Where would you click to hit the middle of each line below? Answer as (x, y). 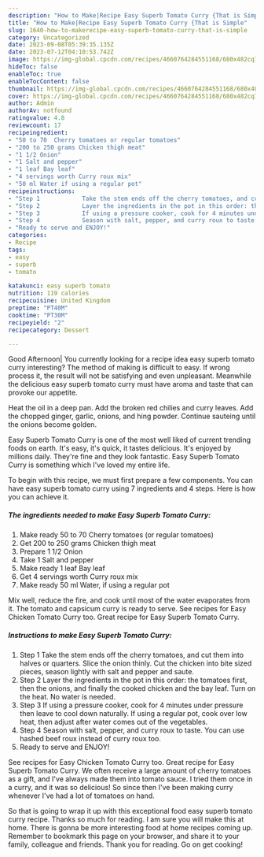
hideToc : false (33, 67)
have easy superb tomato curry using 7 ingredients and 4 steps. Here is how (132, 488)
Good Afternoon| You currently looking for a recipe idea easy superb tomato (132, 359)
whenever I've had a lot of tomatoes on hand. (81, 796)
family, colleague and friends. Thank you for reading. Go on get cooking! (126, 844)
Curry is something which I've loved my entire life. (89, 465)
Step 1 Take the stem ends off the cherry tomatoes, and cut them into (132, 655)
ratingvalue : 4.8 (37, 118)
